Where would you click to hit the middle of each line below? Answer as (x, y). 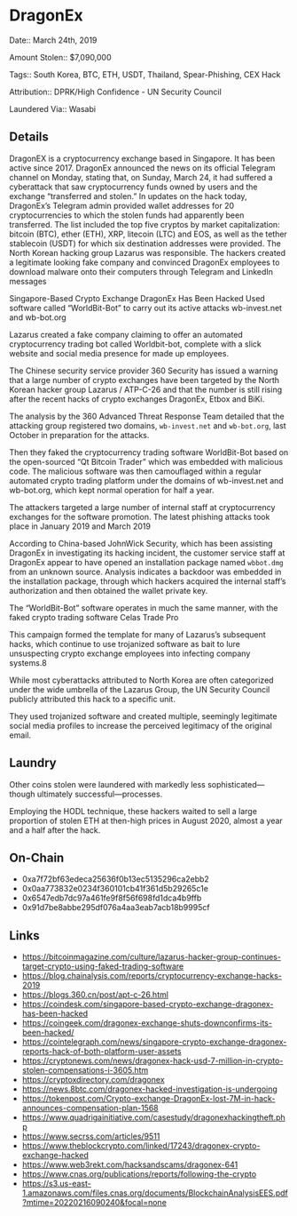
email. (20, 735)
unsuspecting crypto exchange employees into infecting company (130, 653)
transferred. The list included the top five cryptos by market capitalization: (145, 224)
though (22, 794)
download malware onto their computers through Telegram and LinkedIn (141, 271)
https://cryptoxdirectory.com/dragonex (94, 1080)
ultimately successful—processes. (100, 794)
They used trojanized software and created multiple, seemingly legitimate (143, 716)
